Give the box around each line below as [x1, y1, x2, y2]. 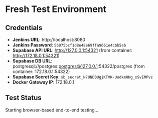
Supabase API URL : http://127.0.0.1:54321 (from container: [12, 47, 133, 53]
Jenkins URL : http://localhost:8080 [12, 36, 86, 42]
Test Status [5, 93, 42, 102]
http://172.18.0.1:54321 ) [12, 52, 60, 58]
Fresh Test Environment [5, 3, 107, 15]
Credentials [5, 23, 43, 32]
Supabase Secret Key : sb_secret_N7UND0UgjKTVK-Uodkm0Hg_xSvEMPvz [12, 74, 153, 79]
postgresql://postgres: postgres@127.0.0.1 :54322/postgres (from [12, 63, 145, 69]
